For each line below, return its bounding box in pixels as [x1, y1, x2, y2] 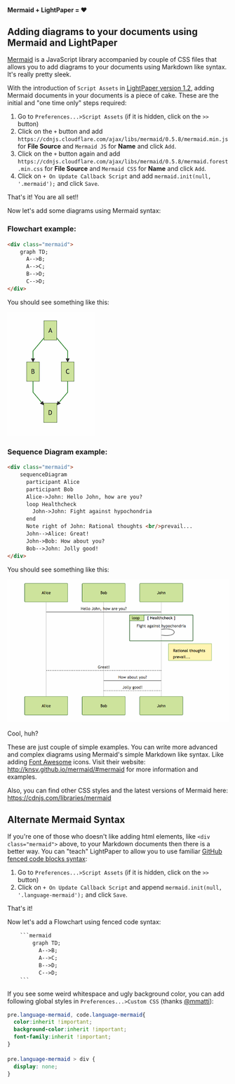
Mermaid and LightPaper [7, 36, 118, 48]
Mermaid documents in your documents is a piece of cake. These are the [7, 91, 219, 100]
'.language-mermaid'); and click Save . [17, 890, 128, 899]
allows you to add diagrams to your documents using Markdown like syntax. [7, 63, 227, 72]
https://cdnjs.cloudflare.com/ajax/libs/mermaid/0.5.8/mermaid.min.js [17, 136, 229, 143]
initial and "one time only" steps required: [7, 99, 127, 107]
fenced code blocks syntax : [7, 855, 88, 863]
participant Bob [25, 486, 74, 493]
